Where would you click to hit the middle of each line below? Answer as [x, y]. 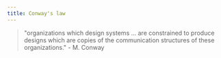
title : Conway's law [37, 13]
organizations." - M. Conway [64, 47]
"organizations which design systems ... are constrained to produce [119, 33]
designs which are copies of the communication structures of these [119, 40]
